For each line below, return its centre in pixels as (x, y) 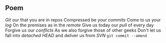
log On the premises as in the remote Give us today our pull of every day (80, 25)
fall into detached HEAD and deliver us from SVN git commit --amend (76, 35)
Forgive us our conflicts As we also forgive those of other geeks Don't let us (83, 30)
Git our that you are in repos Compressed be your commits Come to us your (83, 20)
